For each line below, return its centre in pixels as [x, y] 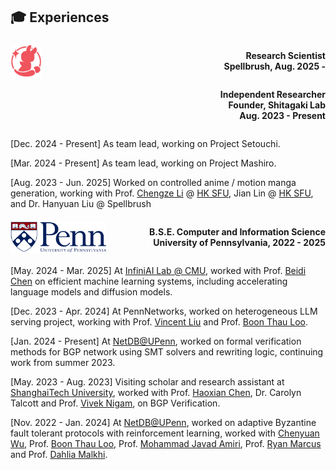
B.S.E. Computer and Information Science [237, 231]
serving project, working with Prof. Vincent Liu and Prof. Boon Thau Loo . [159, 321]
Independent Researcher [272, 94]
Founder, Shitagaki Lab [277, 105]
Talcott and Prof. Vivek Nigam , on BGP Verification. [115, 403]
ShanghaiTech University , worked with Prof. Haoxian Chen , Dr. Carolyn [156, 392]
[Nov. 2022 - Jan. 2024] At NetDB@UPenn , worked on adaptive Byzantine [163, 422]
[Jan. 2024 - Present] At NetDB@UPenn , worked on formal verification [156, 341]
